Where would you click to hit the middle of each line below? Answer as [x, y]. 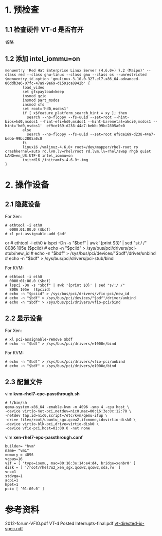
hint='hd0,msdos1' [24, 126]
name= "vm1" [17, 451]
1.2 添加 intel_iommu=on [43, 59]
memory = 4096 [19, 455]
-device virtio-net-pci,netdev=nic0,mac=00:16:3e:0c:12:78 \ [68, 411]
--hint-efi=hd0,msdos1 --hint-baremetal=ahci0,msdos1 [95, 121]
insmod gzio [35, 96]
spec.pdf [14, 529]
